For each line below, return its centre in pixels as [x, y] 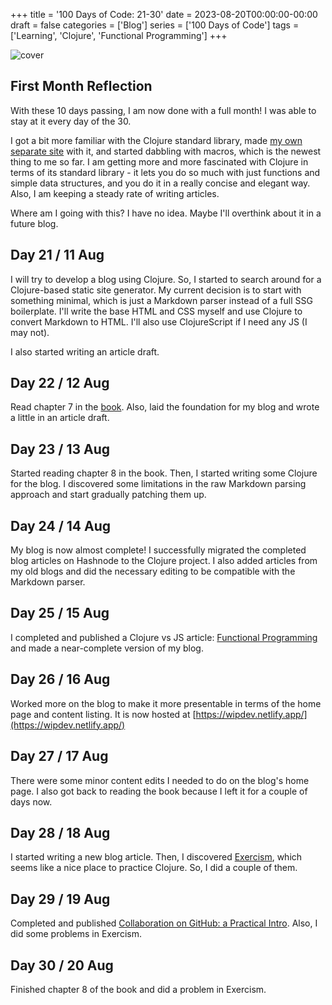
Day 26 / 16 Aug [60, 679]
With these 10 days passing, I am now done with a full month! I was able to [163, 110]
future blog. [34, 223]
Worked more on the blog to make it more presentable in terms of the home [166, 703]
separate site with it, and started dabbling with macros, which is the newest [166, 151]
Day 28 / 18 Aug [60, 832]
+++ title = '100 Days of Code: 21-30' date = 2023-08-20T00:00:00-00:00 [164, 14]
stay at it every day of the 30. [71, 121]
